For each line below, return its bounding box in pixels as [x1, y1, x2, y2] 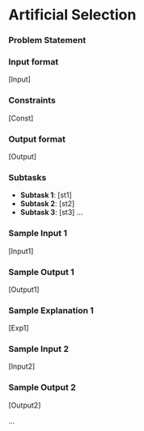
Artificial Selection [8, 6, 137, 24]
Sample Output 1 [8, 266, 74, 277]
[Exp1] [8, 323, 30, 333]
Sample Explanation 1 [8, 305, 95, 316]
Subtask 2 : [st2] [19, 199, 75, 209]
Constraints [8, 95, 57, 106]
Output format [8, 133, 66, 145]
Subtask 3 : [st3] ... [19, 208, 83, 218]
